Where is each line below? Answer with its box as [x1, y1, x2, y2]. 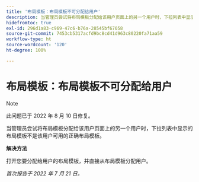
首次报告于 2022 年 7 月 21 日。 [6, 170, 83, 177]
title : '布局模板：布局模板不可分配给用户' [6, 8, 101, 15]
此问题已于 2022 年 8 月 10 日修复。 [6, 112, 94, 119]
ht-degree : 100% [6, 47, 46, 53]
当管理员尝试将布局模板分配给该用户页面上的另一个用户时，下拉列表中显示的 [6, 124, 193, 132]
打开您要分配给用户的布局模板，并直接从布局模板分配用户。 [6, 157, 152, 164]
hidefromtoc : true [6, 20, 52, 25]
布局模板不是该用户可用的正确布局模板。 [6, 132, 105, 139]
